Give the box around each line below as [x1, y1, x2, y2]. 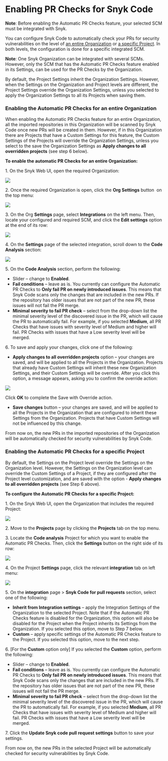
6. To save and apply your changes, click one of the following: [5, 344, 133, 350]
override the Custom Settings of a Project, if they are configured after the [5, 470, 156, 476]
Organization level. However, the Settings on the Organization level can [5, 465, 152, 471]
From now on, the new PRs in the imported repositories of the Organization [5, 430, 160, 436]
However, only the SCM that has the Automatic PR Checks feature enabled [5, 61, 159, 67]
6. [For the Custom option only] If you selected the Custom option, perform [5, 646, 161, 652]
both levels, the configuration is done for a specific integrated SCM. [5, 46, 145, 52]
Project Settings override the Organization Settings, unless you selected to [5, 87, 159, 93]
